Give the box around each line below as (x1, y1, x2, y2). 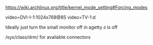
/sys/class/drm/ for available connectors (5, 34, 91, 40)
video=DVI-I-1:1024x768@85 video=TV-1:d (5, 14, 96, 20)
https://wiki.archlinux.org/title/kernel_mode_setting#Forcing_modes (5, 5, 148, 10)
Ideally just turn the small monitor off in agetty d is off (5, 24, 118, 30)
